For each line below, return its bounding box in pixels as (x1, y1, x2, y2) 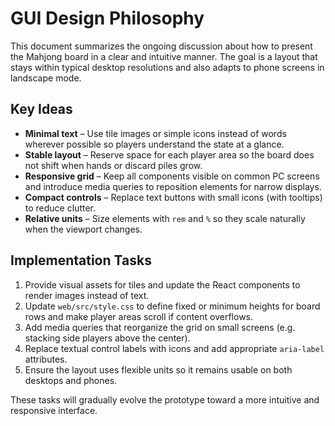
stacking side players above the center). (24, 332, 191, 344)
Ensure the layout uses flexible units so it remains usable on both (24, 363, 293, 376)
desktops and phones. (24, 374, 118, 386)
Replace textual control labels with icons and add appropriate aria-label (24, 342, 325, 354)
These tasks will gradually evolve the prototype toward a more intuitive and (10, 393, 320, 406)
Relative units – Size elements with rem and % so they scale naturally (24, 212, 306, 224)
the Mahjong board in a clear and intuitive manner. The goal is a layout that (10, 50, 318, 62)
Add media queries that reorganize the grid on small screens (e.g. (24, 321, 296, 333)
